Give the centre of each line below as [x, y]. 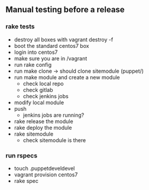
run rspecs [22, 155]
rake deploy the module [43, 127]
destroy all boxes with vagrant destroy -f [64, 39]
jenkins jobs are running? [54, 115]
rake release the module [43, 121]
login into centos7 [36, 52]
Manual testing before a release [65, 10]
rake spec [26, 181]
